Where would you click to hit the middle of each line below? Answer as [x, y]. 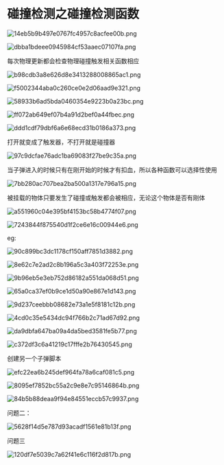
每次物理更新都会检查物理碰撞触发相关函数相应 [73, 61]
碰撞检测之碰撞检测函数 [73, 14]
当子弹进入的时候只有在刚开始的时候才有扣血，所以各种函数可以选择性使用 [112, 169]
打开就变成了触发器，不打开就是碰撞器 [61, 142]
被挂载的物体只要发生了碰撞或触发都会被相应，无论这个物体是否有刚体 [106, 198]
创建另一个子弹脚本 [34, 358]
